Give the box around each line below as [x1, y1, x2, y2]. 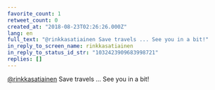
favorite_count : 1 [7, 10, 61, 17]
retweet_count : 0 [7, 17, 58, 24]
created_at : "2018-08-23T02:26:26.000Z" [7, 23, 128, 30]
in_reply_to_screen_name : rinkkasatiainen [7, 43, 133, 50]
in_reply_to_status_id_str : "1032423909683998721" [7, 50, 159, 57]
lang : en [7, 29, 33, 37]
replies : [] [7, 56, 42, 63]
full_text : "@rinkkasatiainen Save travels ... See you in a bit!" [7, 36, 209, 43]
